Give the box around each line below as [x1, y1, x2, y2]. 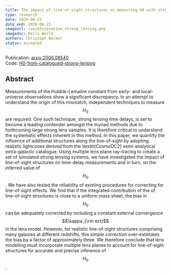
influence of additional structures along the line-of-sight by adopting [5, 138, 149, 144]
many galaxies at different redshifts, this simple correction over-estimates [5, 231, 160, 237]
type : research [5, 12, 38, 17]
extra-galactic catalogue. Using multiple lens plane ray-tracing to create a [5, 149, 160, 155]
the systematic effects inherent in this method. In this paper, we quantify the [5, 132, 165, 139]
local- [141, 88, 154, 94]
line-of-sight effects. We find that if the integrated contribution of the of [5, 187, 155, 194]
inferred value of [5, 165, 40, 171]
